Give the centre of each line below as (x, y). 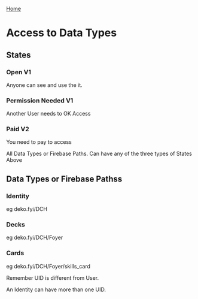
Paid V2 (18, 129)
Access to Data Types (62, 33)
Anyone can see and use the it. (44, 85)
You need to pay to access (39, 142)
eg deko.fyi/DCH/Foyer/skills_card (48, 266)
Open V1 (19, 72)
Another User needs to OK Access (48, 114)
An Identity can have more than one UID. (56, 289)
